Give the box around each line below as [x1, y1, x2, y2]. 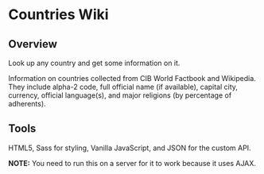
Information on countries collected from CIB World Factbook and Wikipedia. [8, 74, 256, 83]
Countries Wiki [8, 6, 109, 24]
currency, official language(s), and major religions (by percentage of [8, 91, 232, 100]
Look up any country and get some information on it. [8, 58, 181, 68]
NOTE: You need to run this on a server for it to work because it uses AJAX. [8, 158, 257, 168]
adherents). [8, 99, 46, 108]
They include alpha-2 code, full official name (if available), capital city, [8, 82, 239, 91]
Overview [8, 37, 58, 51]
